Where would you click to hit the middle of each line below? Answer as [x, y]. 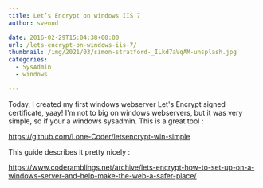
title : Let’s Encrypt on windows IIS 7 [75, 16]
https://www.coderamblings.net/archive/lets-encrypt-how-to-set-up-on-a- [131, 167]
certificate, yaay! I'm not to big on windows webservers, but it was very [126, 112]
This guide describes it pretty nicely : [69, 151]
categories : [28, 60]
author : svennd [33, 23]
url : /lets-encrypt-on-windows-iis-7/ [73, 45]
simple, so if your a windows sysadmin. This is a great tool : [106, 121]
